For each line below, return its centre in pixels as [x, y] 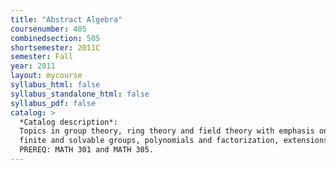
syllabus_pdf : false [53, 103]
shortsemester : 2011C [55, 47]
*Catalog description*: [68, 122]
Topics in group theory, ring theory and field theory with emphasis [167, 131]
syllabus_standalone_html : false [80, 94]
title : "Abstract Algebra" [66, 19]
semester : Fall [42, 57]
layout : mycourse [46, 76]
